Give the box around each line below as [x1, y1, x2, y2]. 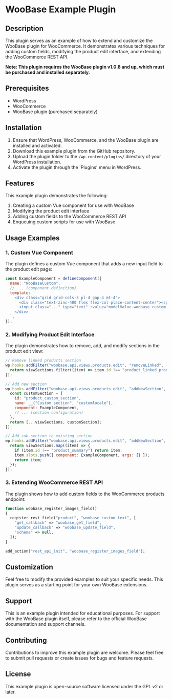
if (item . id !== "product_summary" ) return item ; [14, 448, 123, 453]
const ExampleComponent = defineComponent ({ [5, 276, 102, 281]
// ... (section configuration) [14, 410, 83, 415]
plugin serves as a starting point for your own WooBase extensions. [5, 582, 148, 588]
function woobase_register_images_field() [5, 506, 97, 511]
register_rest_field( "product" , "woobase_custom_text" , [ [10, 516, 137, 521]
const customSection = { [10, 391, 63, 396]
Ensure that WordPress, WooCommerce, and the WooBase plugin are [12, 137, 159, 143]
